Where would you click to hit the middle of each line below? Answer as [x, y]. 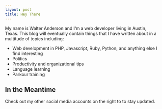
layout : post [18, 10]
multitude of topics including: [35, 39]
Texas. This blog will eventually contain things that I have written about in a [81, 33]
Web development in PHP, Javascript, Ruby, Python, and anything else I [85, 48]
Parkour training [28, 74]
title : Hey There [23, 14]
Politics [20, 58]
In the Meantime [30, 90]
